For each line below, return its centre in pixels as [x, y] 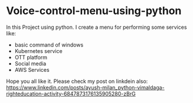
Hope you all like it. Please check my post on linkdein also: [77, 81]
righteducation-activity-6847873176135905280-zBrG [71, 94]
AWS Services [32, 69]
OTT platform [31, 57]
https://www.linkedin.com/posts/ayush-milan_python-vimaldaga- [86, 87]
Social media [30, 64]
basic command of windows [49, 45]
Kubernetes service [39, 51]
